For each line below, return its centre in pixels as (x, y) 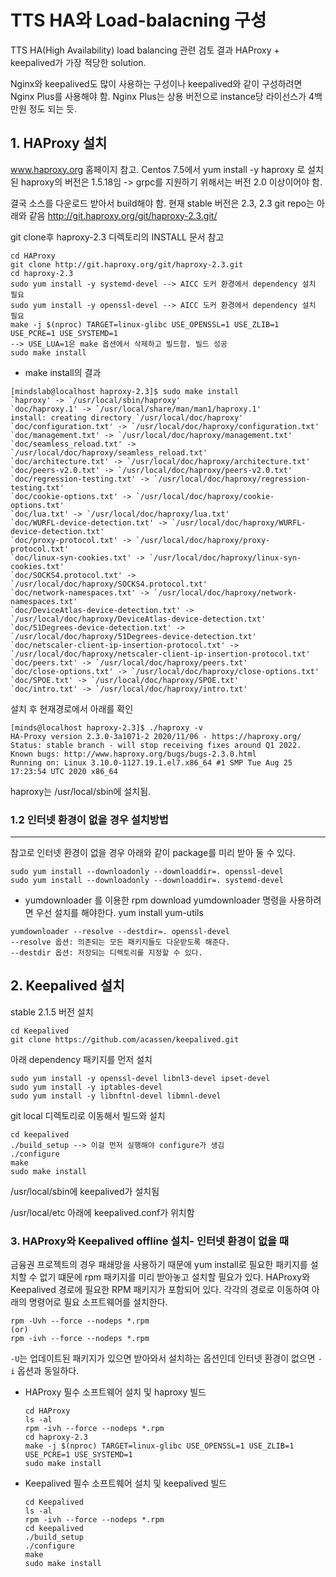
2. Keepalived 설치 (67, 986)
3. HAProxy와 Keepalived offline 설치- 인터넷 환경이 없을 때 (149, 1241)
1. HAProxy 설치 (59, 143)
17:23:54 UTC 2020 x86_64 (64, 771)
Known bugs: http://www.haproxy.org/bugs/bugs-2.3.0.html (133, 754)
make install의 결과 (63, 372)
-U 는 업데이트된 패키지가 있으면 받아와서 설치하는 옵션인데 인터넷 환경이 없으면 (163, 1358)
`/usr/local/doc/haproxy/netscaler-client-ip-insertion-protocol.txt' (160, 654)
